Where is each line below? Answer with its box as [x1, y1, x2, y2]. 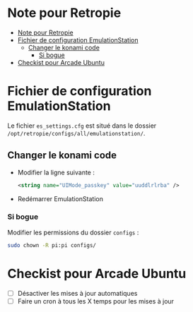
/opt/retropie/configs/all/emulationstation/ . [7, 128, 146, 137]
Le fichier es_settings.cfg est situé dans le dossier [7, 121, 157, 130]
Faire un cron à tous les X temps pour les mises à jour [17, 296, 175, 305]
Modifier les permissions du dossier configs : [7, 228, 139, 236]
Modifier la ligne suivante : [17, 168, 95, 176]
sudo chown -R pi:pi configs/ [7, 241, 97, 248]
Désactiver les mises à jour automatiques [17, 289, 138, 297]
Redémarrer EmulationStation [17, 194, 104, 203]
